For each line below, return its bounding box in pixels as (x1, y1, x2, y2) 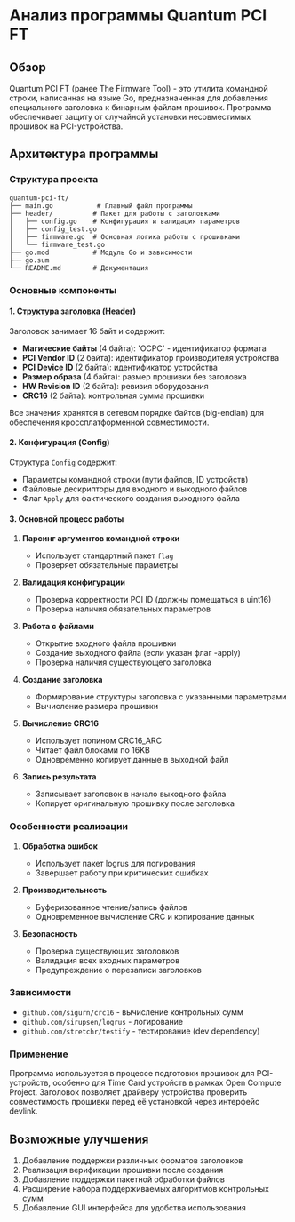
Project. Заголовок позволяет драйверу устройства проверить (9, 1087, 248, 1098)
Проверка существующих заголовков (35, 946, 179, 956)
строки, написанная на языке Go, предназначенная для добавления (9, 92, 269, 103)
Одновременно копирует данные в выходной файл (35, 755, 229, 765)
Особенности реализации (9, 820, 129, 833)
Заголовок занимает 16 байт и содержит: (9, 325, 166, 336)
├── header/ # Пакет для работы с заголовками (9, 209, 220, 218)
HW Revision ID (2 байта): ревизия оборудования (21, 380, 209, 391)
